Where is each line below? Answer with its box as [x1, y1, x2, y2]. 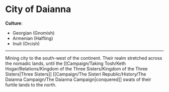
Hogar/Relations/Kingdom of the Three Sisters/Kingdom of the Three [5, 65, 148, 71]
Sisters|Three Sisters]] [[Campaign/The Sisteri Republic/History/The [5, 71, 146, 77]
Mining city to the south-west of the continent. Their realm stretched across [5, 55, 162, 61]
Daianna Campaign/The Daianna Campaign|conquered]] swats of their [5, 76, 151, 82]
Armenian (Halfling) [12, 35, 53, 41]
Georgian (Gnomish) [12, 30, 55, 36]
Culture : [5, 20, 23, 26]
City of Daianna [5, 4, 71, 15]
